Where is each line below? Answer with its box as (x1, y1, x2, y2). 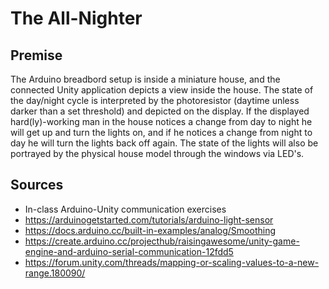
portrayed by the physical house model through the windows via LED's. (10, 148, 305, 159)
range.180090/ (24, 267, 86, 279)
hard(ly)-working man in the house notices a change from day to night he (10, 116, 313, 127)
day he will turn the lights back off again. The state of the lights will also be (10, 137, 319, 149)
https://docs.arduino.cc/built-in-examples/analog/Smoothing (24, 224, 276, 236)
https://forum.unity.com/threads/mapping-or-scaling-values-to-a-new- (24, 256, 320, 268)
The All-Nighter (10, 7, 143, 30)
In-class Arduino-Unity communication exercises (24, 203, 227, 215)
